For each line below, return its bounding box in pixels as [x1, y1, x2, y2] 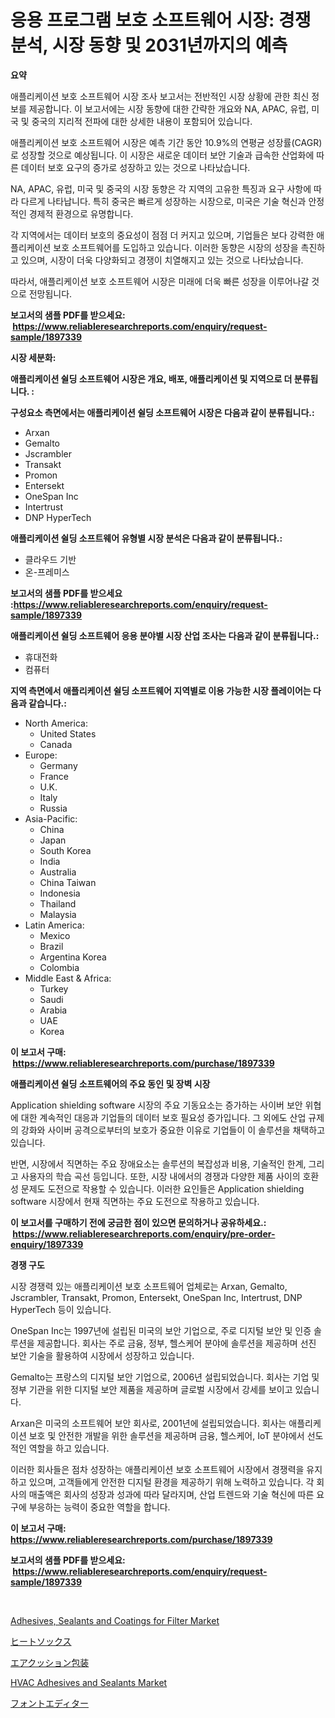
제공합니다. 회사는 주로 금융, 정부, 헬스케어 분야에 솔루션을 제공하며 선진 [36, 1337, 317, 1349]
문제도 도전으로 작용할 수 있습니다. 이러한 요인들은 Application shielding [20, 1182, 305, 1195]
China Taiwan [39, 876, 97, 888]
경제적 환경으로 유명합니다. [28, 207, 134, 220]
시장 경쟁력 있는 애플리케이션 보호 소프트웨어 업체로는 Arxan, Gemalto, [10, 1280, 288, 1292]
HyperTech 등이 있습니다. [10, 1303, 112, 1315]
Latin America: [24, 919, 85, 931]
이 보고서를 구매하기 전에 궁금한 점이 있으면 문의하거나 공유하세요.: [10, 1216, 267, 1228]
